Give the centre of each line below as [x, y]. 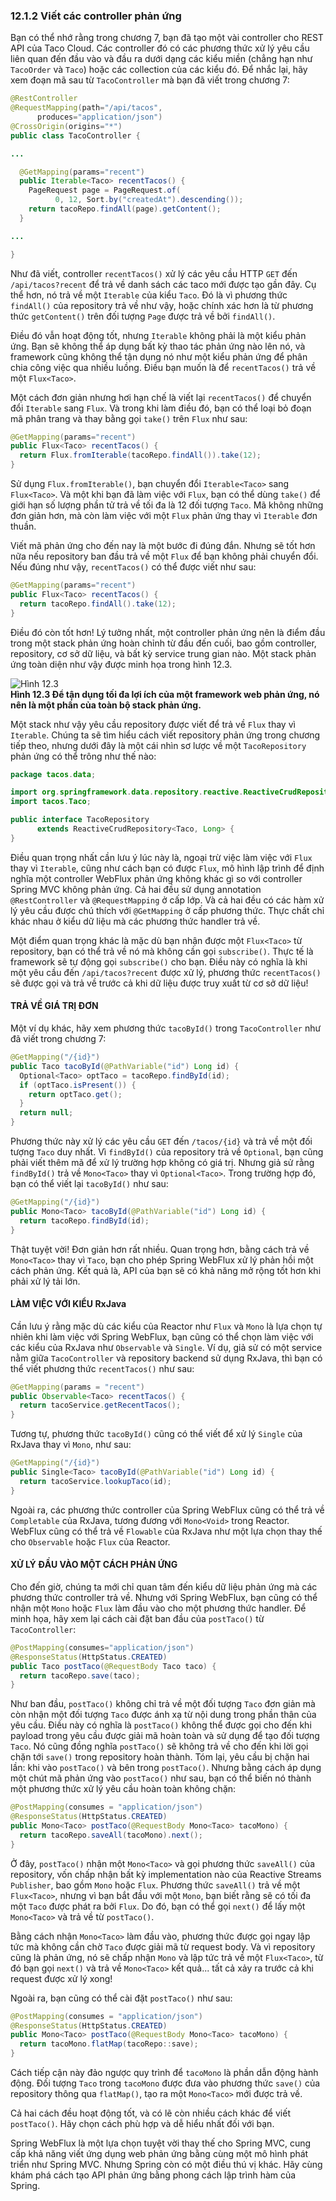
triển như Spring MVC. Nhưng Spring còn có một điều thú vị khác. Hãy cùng [166, 2165]
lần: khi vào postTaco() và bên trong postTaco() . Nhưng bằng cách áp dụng [166, 1768]
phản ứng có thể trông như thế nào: [83, 756]
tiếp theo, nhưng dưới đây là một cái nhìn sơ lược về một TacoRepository [158, 745]
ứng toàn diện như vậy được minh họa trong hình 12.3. [121, 664]
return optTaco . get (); [75, 1094]
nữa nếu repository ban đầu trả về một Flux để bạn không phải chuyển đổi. [164, 556]
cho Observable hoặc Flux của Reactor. [90, 1541]
